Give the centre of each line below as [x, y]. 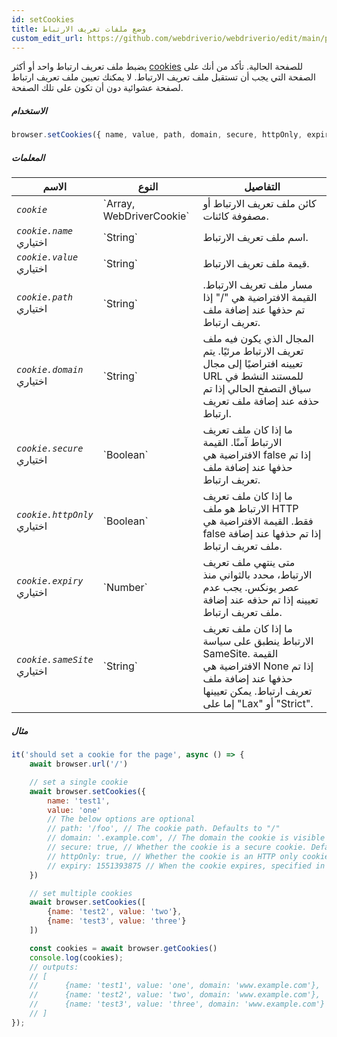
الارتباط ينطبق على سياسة [258, 641]
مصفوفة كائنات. [235, 216]
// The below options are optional [121, 819]
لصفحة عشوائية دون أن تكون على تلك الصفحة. [97, 88]
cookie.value [47, 257]
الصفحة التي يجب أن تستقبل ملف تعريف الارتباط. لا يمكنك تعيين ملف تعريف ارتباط [163, 77]
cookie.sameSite [55, 660]
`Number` [125, 588]
